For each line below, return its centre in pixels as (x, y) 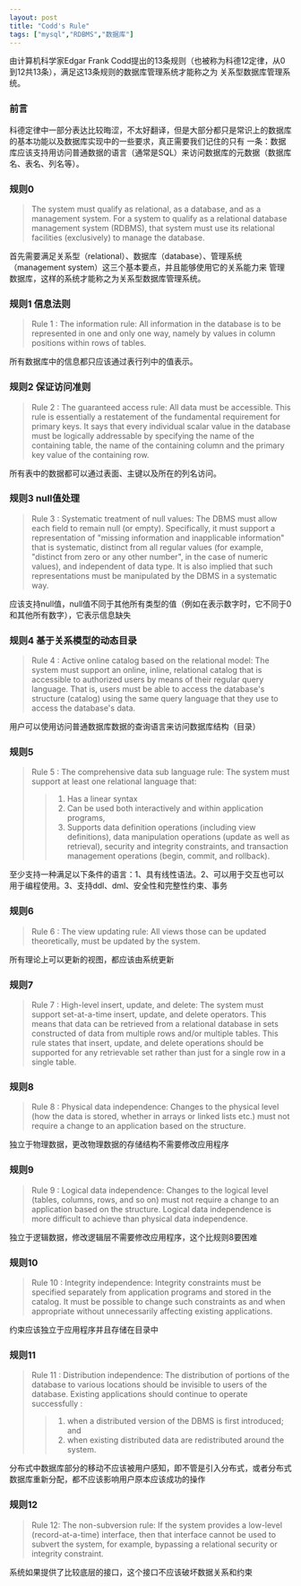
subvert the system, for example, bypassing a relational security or (154, 1544)
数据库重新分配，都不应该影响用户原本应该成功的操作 (107, 1479)
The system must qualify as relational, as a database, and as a (146, 209)
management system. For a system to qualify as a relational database (159, 218)
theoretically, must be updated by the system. (116, 941)
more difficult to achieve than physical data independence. (140, 1219)
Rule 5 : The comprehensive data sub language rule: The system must (160, 772)
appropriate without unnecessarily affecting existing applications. (152, 1311)
